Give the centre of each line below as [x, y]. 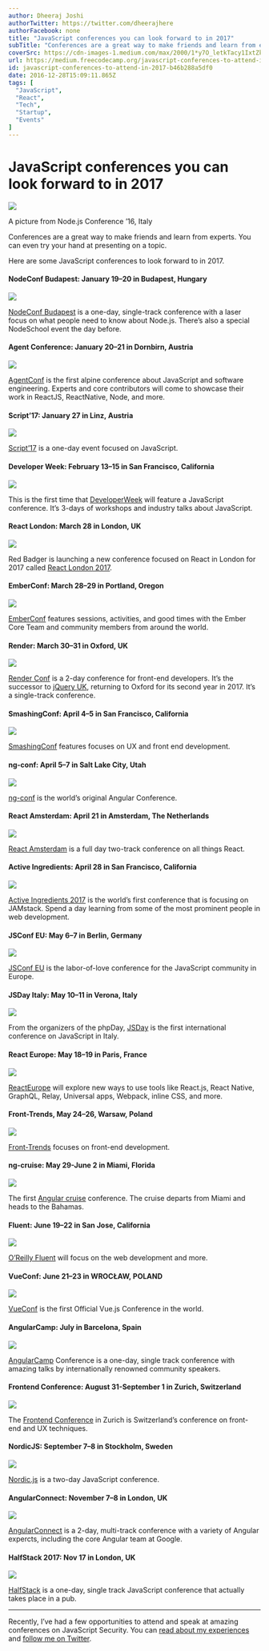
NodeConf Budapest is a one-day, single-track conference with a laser [125, 311]
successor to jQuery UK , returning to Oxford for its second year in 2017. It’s [132, 687]
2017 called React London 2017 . [60, 567]
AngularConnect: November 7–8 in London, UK [88, 1497]
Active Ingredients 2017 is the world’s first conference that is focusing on [128, 900]
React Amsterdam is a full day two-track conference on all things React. [127, 849]
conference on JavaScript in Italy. [64, 1036]
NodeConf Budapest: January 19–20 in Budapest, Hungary [108, 279]
